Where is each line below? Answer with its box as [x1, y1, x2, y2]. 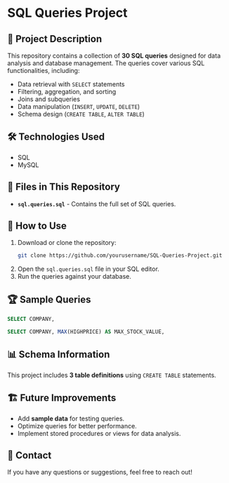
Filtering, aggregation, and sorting [17, 88, 117, 95]
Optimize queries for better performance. [17, 421, 137, 430]
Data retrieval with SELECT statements [17, 80, 125, 88]
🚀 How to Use [7, 220, 67, 232]
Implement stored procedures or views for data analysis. [17, 429, 181, 437]
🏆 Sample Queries [7, 293, 91, 305]
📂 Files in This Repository [7, 181, 121, 193]
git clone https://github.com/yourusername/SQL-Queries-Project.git [17, 252, 223, 259]
